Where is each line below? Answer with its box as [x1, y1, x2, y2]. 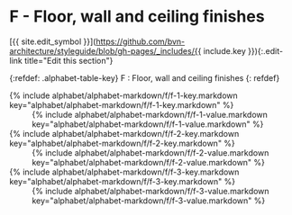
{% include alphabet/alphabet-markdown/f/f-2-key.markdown [9, 128, 240, 139]
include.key [203, 45, 246, 56]
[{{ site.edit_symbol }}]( [9, 36, 96, 47]
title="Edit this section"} [23, 55, 114, 66]
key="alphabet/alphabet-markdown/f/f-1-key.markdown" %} [9, 99, 234, 110]
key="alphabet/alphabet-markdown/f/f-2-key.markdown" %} [9, 138, 236, 148]
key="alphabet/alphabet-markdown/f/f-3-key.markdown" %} [9, 175, 236, 186]
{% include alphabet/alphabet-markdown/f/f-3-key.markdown [9, 166, 240, 177]
